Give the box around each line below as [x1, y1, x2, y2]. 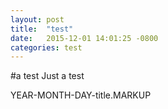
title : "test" [10, 24, 74, 34]
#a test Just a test [10, 70, 85, 82]
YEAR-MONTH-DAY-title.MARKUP [10, 89, 152, 101]
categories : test [10, 42, 83, 53]
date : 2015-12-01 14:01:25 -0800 [10, 33, 159, 43]
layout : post [10, 14, 65, 25]
